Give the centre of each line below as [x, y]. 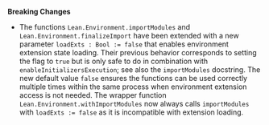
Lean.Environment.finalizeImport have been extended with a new [129, 36]
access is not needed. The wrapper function [93, 95]
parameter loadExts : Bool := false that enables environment [124, 44]
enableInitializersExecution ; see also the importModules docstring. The [140, 70]
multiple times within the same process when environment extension [133, 87]
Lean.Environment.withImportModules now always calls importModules [134, 104]
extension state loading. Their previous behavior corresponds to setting [138, 52]
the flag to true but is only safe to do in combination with [114, 61]
